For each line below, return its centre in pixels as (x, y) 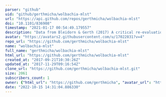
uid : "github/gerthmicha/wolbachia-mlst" (48, 14)
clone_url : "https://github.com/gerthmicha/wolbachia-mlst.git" (73, 69)
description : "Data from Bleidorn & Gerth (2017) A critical (69, 32)
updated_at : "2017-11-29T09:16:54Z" (43, 64)
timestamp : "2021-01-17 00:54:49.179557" (48, 28)
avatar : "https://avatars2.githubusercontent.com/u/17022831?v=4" (75, 37)
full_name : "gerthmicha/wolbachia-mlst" (47, 50)
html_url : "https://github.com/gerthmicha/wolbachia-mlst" (67, 55)
